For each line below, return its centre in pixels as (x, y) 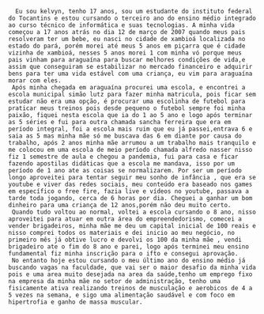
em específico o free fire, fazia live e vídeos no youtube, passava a (128, 191)
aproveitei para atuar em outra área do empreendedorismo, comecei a (125, 219)
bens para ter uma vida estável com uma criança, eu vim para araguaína (130, 74)
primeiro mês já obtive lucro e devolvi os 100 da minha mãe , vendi (125, 240)
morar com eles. (35, 81)
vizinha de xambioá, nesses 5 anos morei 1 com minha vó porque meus (125, 53)
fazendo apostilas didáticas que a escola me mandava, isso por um (122, 164)
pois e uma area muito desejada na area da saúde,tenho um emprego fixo (130, 274)
